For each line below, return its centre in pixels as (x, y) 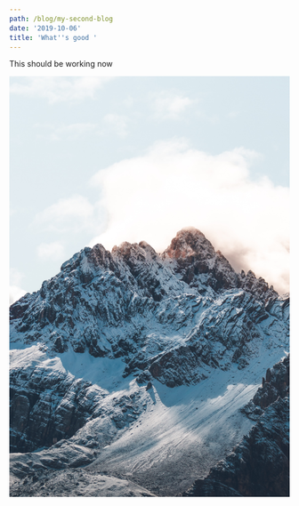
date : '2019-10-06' (45, 28)
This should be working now (61, 64)
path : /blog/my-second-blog (61, 19)
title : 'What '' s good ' (53, 37)
